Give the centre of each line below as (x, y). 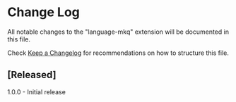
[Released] (32, 75)
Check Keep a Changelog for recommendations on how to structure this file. (118, 53)
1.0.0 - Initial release (36, 91)
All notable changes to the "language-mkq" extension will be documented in (118, 32)
